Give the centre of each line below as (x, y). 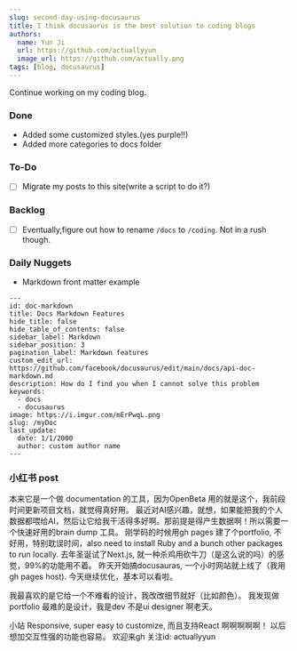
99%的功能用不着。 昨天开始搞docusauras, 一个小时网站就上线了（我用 (155, 566)
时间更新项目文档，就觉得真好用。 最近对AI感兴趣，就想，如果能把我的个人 (146, 510)
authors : (25, 34)
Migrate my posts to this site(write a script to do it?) (116, 187)
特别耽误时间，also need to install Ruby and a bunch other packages (158, 543)
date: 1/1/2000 (45, 438)
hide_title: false (43, 322)
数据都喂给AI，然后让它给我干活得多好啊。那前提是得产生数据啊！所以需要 (145, 521)
